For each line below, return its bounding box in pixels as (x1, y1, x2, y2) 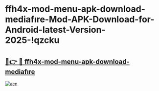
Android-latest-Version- (5, 24, 106, 35)
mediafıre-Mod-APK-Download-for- (5, 14, 155, 25)
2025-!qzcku (5, 35, 60, 46)
